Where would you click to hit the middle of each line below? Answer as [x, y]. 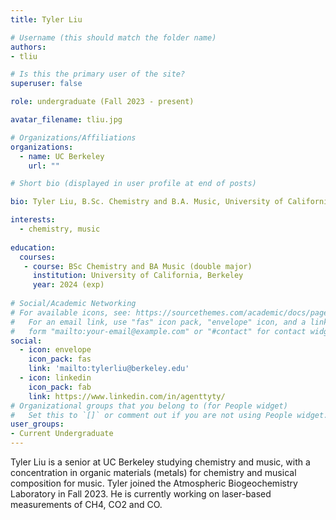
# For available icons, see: [71, 312]
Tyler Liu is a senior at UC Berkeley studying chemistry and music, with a [160, 462]
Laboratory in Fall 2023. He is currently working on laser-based [141, 494]
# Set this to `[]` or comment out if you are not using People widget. [169, 415]
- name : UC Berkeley [62, 156]
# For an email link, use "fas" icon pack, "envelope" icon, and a [158, 322]
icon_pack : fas [60, 359]
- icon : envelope [55, 350]
